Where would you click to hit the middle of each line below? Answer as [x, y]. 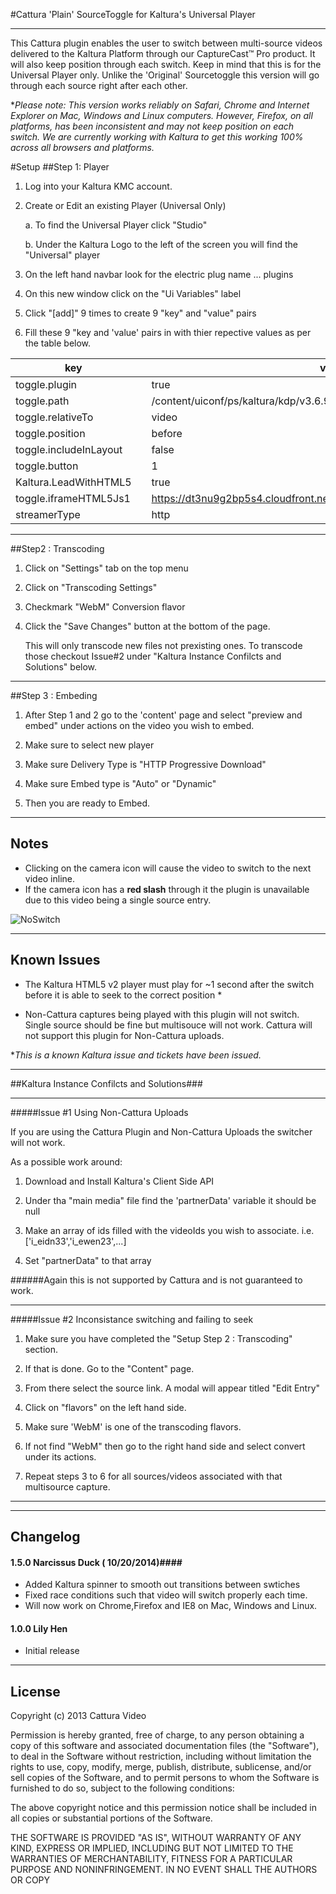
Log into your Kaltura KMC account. [98, 186]
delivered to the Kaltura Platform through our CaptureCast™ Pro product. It [163, 53]
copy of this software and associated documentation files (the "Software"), [165, 1746]
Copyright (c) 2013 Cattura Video [78, 1716]
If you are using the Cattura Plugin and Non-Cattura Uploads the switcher [161, 1131]
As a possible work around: [66, 1161]
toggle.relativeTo [54, 417]
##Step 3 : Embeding [54, 695]
